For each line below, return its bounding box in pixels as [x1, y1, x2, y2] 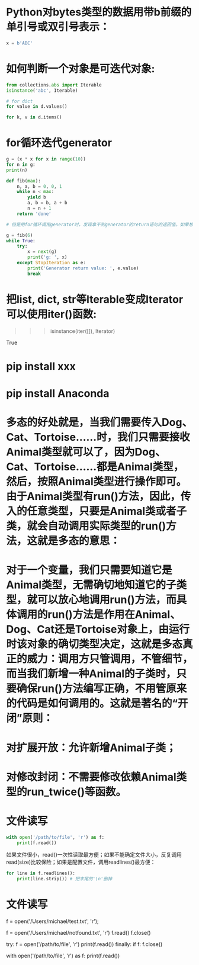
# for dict [6, 98, 33, 104]
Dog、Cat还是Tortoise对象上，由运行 [6, 623, 190, 636]
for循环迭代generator [6, 136, 113, 150]
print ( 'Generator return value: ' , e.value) [27, 265, 139, 271]
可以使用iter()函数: [6, 307, 97, 320]
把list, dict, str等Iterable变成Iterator [6, 293, 184, 306]
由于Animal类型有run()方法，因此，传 [6, 490, 191, 504]
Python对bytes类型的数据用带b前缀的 [6, 5, 192, 19]
